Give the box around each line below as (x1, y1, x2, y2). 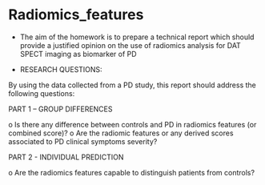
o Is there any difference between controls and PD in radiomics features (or (8, 119, 257, 129)
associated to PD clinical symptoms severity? (8, 136, 158, 146)
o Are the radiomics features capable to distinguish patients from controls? (8, 167, 255, 177)
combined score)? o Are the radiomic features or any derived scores (8, 128, 234, 138)
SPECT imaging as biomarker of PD (19, 49, 138, 58)
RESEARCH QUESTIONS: (19, 64, 102, 74)
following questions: (8, 88, 75, 98)
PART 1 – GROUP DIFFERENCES (8, 104, 113, 114)
